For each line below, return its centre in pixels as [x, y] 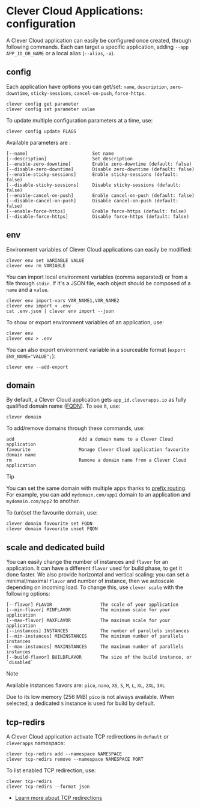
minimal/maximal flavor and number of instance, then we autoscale [90, 581]
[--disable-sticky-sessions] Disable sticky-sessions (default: [94, 185]
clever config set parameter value [51, 109]
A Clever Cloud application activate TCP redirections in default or [88, 736]
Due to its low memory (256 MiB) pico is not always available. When [90, 697]
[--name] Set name [60, 153]
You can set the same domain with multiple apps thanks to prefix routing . [97, 488]
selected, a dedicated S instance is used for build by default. [81, 703]
